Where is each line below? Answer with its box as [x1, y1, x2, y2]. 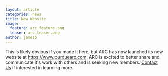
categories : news [5, 12, 42, 17]
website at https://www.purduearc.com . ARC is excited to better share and [5, 54, 160, 60]
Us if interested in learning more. [5, 64, 74, 70]
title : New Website [5, 16, 46, 21]
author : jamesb [5, 35, 37, 40]
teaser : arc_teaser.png [10, 30, 60, 35]
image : [5, 21, 19, 26]
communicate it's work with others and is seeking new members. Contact [5, 59, 158, 65]
